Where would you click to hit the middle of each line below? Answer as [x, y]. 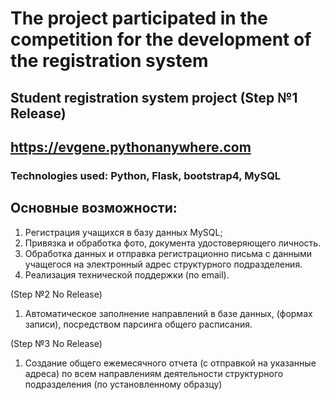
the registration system [109, 61]
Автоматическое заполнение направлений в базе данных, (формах [168, 313]
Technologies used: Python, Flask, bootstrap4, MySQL [146, 175]
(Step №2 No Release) [56, 294]
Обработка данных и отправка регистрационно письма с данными [168, 253]
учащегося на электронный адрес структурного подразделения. [163, 264]
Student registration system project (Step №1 [154, 97]
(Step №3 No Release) [56, 343]
